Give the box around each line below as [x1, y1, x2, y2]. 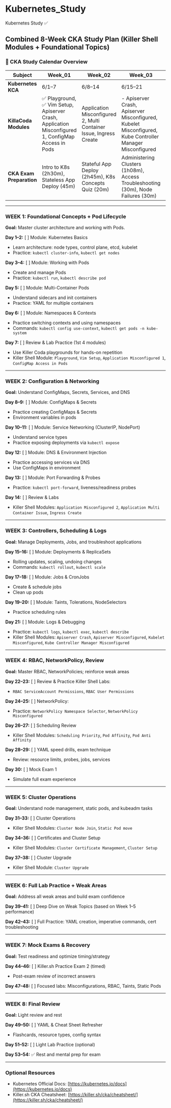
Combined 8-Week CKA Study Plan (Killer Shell [5, 35, 158, 44]
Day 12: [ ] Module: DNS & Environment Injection [5, 450, 107, 456]
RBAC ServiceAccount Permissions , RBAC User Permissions [12, 688, 134, 694]
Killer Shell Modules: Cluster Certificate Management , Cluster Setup [12, 845, 158, 851]
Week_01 [47, 71, 71, 78]
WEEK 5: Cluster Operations [5, 794, 76, 801]
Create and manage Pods [12, 269, 66, 275]
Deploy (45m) [42, 182, 75, 190]
